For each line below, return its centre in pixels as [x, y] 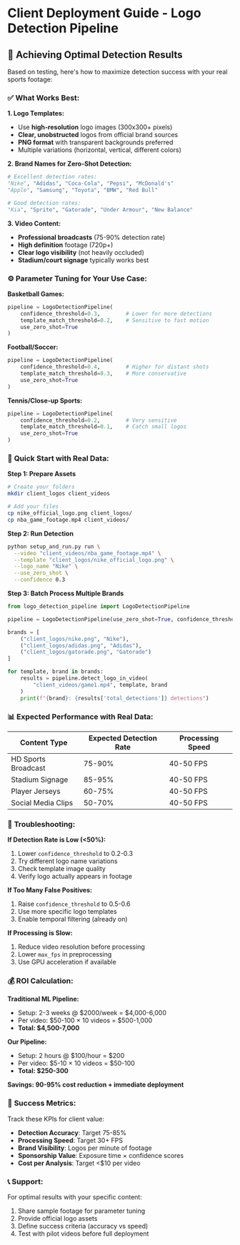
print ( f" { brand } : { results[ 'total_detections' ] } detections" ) [115, 698]
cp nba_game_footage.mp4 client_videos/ [69, 520]
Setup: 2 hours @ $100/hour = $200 [71, 1056]
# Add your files [33, 507]
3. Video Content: [34, 223]
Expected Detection [122, 738]
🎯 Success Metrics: [42, 1103]
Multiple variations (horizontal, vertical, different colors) [100, 150]
